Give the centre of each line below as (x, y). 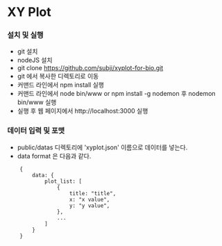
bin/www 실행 (37, 102)
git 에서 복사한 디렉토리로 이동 (58, 76)
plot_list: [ (63, 181)
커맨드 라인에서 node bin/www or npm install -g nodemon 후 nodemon (117, 94)
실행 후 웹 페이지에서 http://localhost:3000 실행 (83, 111)
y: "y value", (89, 206)
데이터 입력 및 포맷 (36, 131)
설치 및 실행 (25, 35)
